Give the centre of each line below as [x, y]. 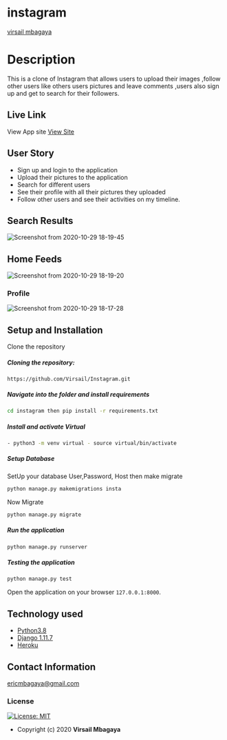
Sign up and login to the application [67, 169]
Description [41, 60]
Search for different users [54, 185]
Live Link [27, 115]
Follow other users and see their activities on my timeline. [98, 199]
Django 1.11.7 [35, 638]
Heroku [28, 645]
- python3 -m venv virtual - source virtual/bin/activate [92, 443]
